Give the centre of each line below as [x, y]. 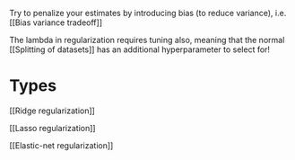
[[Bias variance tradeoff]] [56, 22]
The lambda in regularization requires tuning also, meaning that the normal [147, 40]
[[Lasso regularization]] [52, 128]
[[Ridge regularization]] [52, 111]
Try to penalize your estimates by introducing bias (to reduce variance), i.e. [148, 13]
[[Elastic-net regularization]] [61, 145]
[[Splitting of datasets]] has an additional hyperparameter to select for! [140, 49]
